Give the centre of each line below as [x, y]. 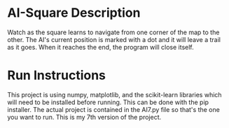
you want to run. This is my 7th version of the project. [84, 117]
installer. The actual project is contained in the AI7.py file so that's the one [114, 109]
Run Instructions [57, 76]
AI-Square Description [74, 13]
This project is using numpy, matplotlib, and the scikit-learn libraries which [114, 94]
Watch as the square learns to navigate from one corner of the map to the [113, 32]
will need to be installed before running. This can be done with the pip [108, 102]
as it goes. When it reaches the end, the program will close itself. [100, 47]
